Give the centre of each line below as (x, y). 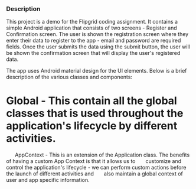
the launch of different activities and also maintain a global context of (94, 174)
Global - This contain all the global (92, 101)
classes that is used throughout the (95, 113)
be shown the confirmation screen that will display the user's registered (93, 53)
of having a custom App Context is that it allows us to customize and (94, 161)
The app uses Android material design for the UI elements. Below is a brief (97, 71)
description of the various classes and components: (69, 77)
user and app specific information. (48, 180)
